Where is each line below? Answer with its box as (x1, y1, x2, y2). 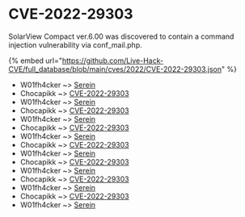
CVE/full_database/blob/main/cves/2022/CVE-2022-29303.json (8, 64, 222, 73)
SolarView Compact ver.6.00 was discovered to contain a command (8, 31, 234, 41)
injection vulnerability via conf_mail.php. (8, 40, 143, 49)
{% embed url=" (8, 56, 63, 65)
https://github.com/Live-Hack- (61, 56, 164, 65)
